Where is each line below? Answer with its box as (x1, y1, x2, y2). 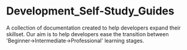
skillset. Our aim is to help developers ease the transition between (6, 30, 169, 37)
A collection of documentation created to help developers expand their (6, 24, 181, 31)
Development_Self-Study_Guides (6, 4, 175, 18)
